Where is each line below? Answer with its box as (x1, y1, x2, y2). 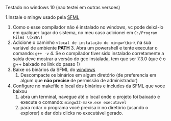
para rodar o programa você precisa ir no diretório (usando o (20, 105, 149, 110)
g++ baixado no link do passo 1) (12, 61, 80, 67)
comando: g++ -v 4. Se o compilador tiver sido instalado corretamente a (12, 51, 164, 56)
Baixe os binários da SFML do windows (12, 66, 95, 72)
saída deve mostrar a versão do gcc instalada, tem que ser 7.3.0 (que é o (12, 56, 166, 62)
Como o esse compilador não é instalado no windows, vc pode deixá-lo (12, 24, 163, 30)
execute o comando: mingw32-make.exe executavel (20, 99, 127, 105)
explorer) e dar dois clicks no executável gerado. (20, 110, 124, 116)
